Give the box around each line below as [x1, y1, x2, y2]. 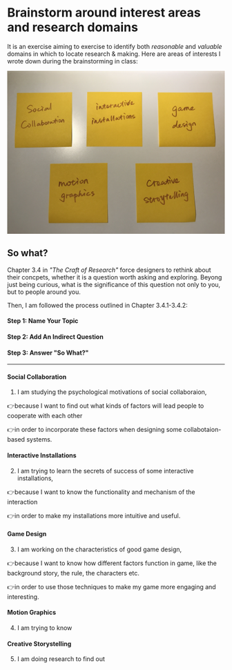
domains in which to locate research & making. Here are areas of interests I [7, 50, 221, 58]
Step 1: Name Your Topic [7, 317, 79, 325]
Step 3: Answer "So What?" [7, 348, 89, 357]
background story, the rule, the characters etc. [7, 569, 140, 577]
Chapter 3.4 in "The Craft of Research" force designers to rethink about [7, 266, 212, 274]
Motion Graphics [7, 609, 57, 617]
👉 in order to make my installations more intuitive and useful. [7, 511, 181, 520]
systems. [26, 435, 52, 444]
